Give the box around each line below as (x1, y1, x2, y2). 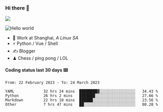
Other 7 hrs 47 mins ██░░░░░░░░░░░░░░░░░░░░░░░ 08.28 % (5, 102, 158, 107)
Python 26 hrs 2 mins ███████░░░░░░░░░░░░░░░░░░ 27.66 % (5, 93, 158, 98)
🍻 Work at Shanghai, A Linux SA (12, 35, 79, 41)
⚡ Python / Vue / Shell (12, 40, 58, 46)
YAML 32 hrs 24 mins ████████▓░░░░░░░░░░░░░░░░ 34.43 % (5, 88, 158, 94)
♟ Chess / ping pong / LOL (12, 55, 69, 61)
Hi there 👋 (5, 4, 30, 11)
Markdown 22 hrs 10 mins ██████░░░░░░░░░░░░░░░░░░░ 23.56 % (5, 97, 158, 102)
